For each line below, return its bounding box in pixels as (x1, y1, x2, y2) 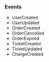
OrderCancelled (11, 31, 45, 36)
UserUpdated (11, 20, 40, 26)
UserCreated (11, 15, 38, 21)
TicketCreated (11, 41, 41, 47)
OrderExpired (11, 35, 40, 41)
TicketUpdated (11, 46, 43, 52)
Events (4, 3, 22, 10)
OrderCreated (11, 25, 41, 31)
